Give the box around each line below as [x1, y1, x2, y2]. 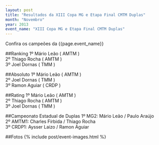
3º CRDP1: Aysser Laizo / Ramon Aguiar [5, 124, 89, 130]
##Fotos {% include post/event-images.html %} [5, 134, 107, 140]
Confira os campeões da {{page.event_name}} [5, 40, 104, 47]
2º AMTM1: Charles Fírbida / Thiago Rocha [5, 118, 96, 125]
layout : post [5, 7, 33, 13]
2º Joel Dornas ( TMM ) [5, 77, 55, 83]
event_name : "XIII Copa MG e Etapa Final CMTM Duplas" [5, 27, 125, 32]
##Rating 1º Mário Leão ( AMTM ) [5, 92, 76, 98]
